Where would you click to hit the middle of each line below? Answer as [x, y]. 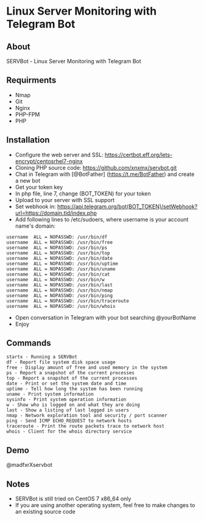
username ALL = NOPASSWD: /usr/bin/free [60, 242]
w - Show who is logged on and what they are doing [73, 405]
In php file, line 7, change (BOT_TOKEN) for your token [83, 194]
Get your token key [39, 187]
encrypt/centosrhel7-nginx [49, 161]
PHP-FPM [27, 114]
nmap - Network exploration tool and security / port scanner [87, 416]
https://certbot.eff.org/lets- [139, 155]
